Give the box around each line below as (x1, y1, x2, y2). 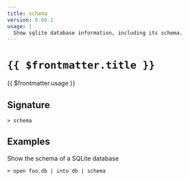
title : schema (7, 10, 48, 17)
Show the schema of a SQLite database (7, 154, 119, 162)
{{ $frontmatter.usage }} (7, 79, 76, 87)
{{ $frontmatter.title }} (7, 59, 155, 72)
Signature (7, 99, 50, 111)
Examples (7, 136, 50, 148)
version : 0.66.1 (7, 17, 54, 23)
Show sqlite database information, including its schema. (13, 29, 184, 36)
